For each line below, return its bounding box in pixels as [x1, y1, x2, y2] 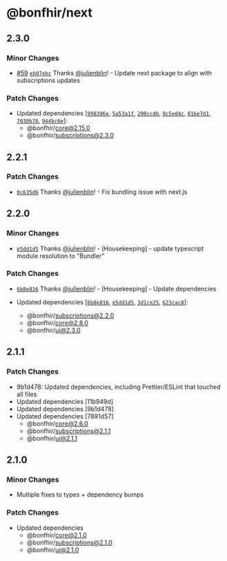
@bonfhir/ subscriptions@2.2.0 [26, 311, 115, 320]
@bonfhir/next [6, 5, 92, 21]
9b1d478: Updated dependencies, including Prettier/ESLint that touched [16, 383, 221, 391]
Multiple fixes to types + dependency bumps [16, 490, 144, 499]
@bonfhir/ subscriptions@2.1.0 [26, 538, 113, 546]
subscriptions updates [16, 76, 81, 84]
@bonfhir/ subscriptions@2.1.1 [26, 427, 111, 435]
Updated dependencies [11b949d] [16, 397, 114, 405]
